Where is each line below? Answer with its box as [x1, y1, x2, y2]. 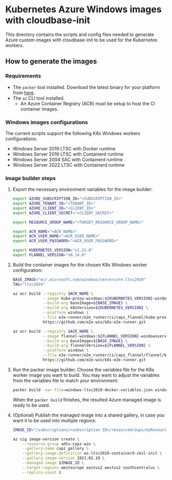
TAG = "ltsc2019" [12, 281, 46, 287]
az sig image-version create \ [12, 437, 80, 442]
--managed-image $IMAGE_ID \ [22, 461, 84, 466]
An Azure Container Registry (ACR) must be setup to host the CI [20, 100, 155, 106]
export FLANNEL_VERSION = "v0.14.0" [12, 252, 87, 258]
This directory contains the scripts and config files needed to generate [5, 31, 155, 37]
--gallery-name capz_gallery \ [22, 446, 89, 451]
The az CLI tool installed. [12, 95, 65, 101]
